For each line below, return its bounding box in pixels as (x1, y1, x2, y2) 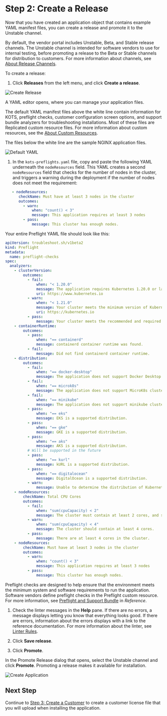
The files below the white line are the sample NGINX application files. (5, 140, 147, 145)
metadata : (5, 249, 26, 255)
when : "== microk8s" (36, 383, 79, 389)
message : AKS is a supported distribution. (36, 443, 128, 448)
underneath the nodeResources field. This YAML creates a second (12, 164, 146, 170)
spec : (5, 259, 16, 264)
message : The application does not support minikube (36, 402, 148, 407)
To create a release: (5, 70, 46, 76)
